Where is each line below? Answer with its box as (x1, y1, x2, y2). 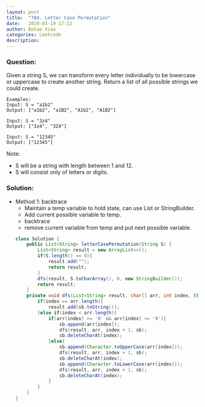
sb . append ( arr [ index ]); (59, 321, 120, 327)
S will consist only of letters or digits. (15, 169, 108, 176)
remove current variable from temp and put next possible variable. (24, 224, 192, 231)
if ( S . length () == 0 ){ (37, 253, 93, 259)
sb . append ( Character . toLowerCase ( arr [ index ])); (59, 361, 183, 367)
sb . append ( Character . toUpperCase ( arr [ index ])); (59, 344, 183, 350)
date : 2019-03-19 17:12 (6, 20, 72, 26)
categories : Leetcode (6, 32, 62, 38)
